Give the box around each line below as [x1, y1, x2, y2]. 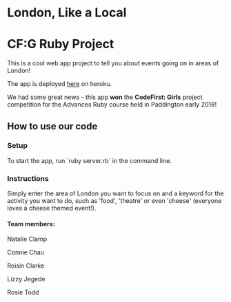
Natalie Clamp [7, 235, 48, 244]
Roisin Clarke [7, 261, 45, 270]
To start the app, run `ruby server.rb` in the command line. [7, 156, 172, 164]
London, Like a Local [7, 5, 127, 21]
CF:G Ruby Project [7, 36, 114, 52]
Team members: [7, 219, 55, 228]
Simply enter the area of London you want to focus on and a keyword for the [7, 189, 224, 197]
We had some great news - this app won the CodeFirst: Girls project [7, 93, 203, 101]
